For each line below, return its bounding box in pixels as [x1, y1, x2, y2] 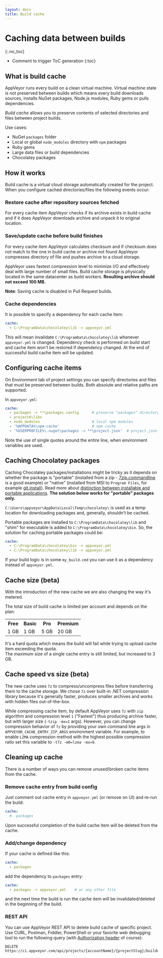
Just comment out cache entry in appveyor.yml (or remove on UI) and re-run [5, 794, 158, 800]
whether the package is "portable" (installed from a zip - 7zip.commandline [5, 475, 156, 480]
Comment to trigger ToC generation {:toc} [12, 58, 96, 64]
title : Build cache [5, 12, 45, 17]
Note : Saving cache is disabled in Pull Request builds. [5, 288, 113, 294]
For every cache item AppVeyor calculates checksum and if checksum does [5, 244, 157, 249]
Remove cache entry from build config [5, 783, 98, 790]
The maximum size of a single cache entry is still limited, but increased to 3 [5, 651, 155, 657]
